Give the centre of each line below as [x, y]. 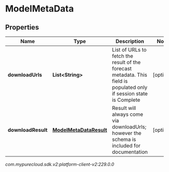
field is [120, 81]
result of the [126, 62]
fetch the [122, 56]
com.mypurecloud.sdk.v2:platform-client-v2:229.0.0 [60, 164]
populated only [130, 87]
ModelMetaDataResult [80, 130]
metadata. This [130, 75]
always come [128, 114]
